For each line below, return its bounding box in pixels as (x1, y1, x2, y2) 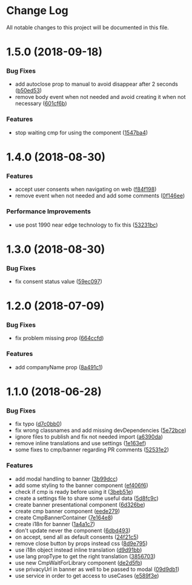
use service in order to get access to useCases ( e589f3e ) (15, 572, 159, 579)
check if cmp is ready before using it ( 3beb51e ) (15, 488, 133, 495)
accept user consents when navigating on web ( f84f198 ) (15, 186, 157, 193)
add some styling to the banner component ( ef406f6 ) (15, 481, 148, 489)
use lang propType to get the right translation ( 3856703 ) (15, 552, 156, 559)
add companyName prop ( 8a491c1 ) (15, 363, 103, 371)
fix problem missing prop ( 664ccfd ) (15, 335, 104, 342)
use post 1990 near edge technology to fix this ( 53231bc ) (15, 221, 159, 228)
